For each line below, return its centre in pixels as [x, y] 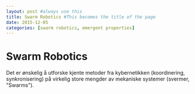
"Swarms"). [20, 85]
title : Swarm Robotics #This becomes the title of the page [81, 17]
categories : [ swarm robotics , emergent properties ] [70, 28]
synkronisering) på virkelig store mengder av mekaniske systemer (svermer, [98, 79]
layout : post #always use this [44, 11]
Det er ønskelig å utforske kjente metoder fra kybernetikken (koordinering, [96, 73]
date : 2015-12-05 [27, 22]
